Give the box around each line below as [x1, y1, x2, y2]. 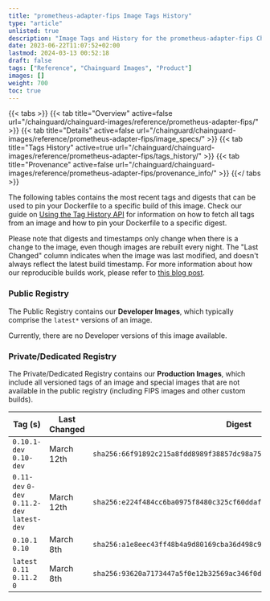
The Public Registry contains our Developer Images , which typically [8, 307, 235, 316]
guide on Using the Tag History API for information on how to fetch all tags [8, 210, 255, 220]
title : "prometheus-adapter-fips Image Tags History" [8, 11, 193, 20]
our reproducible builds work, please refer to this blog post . [8, 268, 205, 278]
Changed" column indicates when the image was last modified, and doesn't [8, 251, 259, 261]
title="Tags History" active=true [8, 142, 114, 153]
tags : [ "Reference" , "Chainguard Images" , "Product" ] [8, 64, 193, 72]
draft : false [8, 57, 52, 65]
